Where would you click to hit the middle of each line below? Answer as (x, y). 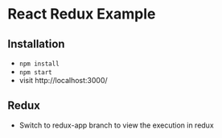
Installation (36, 44)
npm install (39, 64)
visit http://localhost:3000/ (63, 80)
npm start (36, 73)
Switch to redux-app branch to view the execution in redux (116, 125)
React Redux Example (82, 14)
